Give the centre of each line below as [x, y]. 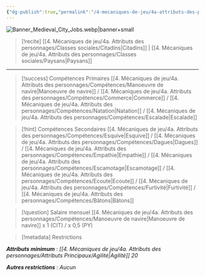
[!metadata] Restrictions [52, 237]
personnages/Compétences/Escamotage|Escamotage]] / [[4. [98, 168]
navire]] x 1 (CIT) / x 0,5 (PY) [57, 225]
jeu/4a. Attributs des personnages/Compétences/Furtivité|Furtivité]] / [109, 187]
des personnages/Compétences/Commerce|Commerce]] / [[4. [100, 98]
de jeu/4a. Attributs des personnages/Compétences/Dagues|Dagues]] [110, 142]
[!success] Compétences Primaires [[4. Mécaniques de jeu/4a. [100, 78]
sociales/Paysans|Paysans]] [57, 60]
